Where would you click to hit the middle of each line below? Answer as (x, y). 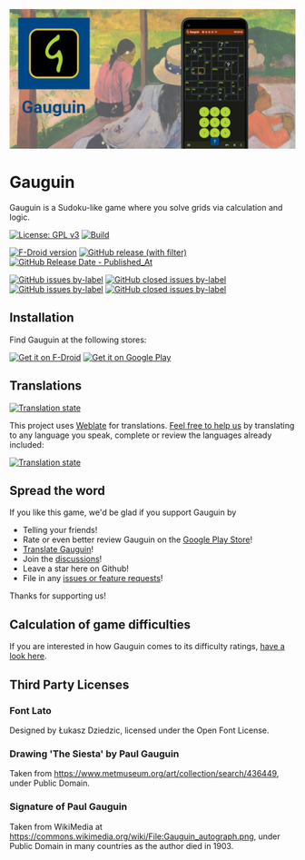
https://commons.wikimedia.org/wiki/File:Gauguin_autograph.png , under (145, 836)
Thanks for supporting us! (58, 596)
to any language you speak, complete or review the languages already (141, 435)
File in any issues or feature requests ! (93, 578)
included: (27, 444)
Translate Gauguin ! (58, 549)
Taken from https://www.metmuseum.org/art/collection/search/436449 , (144, 774)
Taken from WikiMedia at (56, 826)
